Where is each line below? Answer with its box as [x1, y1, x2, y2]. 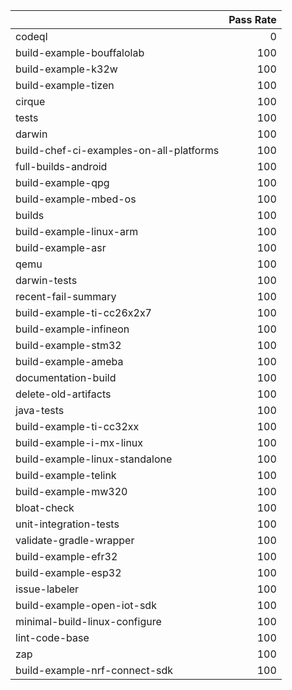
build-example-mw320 [15, 485, 128, 498]
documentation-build [15, 371, 117, 384]
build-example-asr [15, 241, 107, 254]
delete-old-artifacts [15, 387, 112, 401]
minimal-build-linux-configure [15, 615, 162, 628]
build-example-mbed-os [15, 192, 137, 206]
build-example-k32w [15, 62, 118, 76]
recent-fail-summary [15, 290, 117, 303]
